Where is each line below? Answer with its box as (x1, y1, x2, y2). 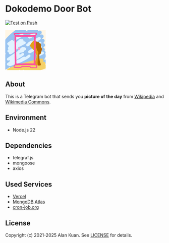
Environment (5, 113, 47, 122)
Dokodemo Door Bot (5, 3, 92, 15)
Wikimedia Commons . (5, 99, 51, 105)
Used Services (5, 180, 52, 189)
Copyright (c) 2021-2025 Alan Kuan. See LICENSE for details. (5, 232, 133, 238)
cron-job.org (12, 204, 39, 210)
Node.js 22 (12, 127, 36, 133)
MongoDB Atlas (12, 199, 45, 205)
